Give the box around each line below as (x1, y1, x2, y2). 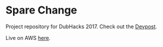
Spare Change (5, 4, 78, 17)
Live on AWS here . (5, 34, 51, 41)
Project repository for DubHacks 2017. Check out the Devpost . (5, 23, 158, 30)
